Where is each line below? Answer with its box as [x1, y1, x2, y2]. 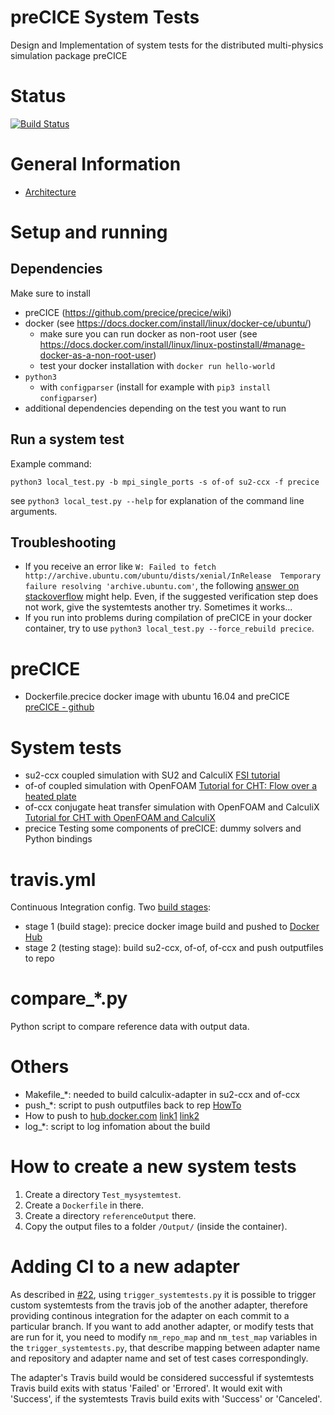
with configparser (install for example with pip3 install [39, 381, 272, 393]
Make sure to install [10, 287, 91, 299]
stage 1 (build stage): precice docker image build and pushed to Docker [24, 921, 320, 933]
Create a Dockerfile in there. [24, 1199, 144, 1211]
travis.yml [10, 868, 97, 891]
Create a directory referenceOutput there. [24, 1210, 197, 1222]
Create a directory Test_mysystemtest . [24, 1189, 182, 1201]
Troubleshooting [10, 534, 117, 551]
